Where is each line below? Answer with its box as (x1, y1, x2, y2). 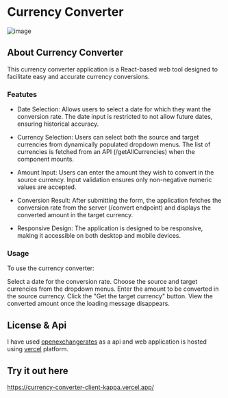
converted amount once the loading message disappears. (7, 300, 170, 308)
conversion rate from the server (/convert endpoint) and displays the (16, 203, 211, 212)
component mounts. (16, 155, 74, 164)
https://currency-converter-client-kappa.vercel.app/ (7, 383, 154, 391)
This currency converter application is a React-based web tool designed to (7, 65, 218, 73)
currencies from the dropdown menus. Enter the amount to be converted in (7, 285, 219, 293)
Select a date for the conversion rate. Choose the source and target (7, 278, 198, 286)
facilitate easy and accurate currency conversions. (7, 72, 150, 80)
